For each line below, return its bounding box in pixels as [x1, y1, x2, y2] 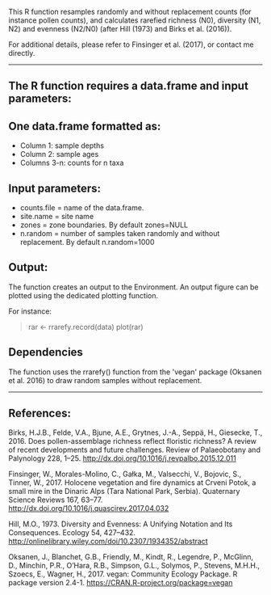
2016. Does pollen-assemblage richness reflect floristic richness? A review [8, 437, 256, 446]
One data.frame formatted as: [8, 119, 161, 133]
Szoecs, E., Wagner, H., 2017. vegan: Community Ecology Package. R [8, 569, 238, 579]
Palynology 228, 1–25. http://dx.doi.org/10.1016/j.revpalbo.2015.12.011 [8, 454, 236, 463]
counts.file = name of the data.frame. [19, 203, 144, 213]
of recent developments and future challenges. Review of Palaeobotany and [8, 445, 261, 455]
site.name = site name [19, 212, 94, 222]
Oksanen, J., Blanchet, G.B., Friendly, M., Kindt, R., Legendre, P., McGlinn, [8, 552, 254, 562]
